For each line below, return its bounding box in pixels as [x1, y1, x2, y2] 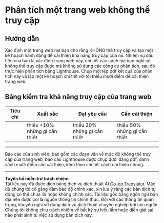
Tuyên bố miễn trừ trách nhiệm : [5, 175, 70, 181]
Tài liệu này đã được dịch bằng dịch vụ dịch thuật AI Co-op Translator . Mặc [5, 181, 156, 187]
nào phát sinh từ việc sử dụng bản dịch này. [5, 212, 93, 218]
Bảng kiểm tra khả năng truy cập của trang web [5, 93, 152, 101]
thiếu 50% [117, 122, 142, 128]
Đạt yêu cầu [78, 110, 107, 117]
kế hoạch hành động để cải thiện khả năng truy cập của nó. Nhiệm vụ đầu [5, 52, 154, 58]
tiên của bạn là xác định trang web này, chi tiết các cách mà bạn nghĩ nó [5, 58, 151, 63]
